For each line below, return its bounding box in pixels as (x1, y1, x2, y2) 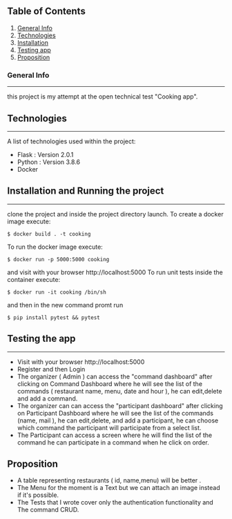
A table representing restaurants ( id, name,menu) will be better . (17, 476, 202, 485)
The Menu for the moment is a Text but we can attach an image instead (17, 484, 220, 492)
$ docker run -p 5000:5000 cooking (7, 256, 110, 263)
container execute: (7, 275, 61, 283)
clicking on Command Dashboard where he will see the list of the (17, 379, 202, 388)
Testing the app (7, 333, 76, 345)
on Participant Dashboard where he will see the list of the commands (17, 409, 214, 417)
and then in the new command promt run (7, 301, 124, 309)
